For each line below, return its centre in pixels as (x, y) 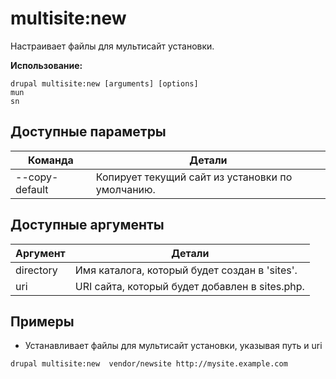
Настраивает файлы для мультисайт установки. (112, 46)
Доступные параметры (88, 132)
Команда (51, 160)
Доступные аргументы (87, 225)
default (32, 189)
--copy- (37, 177)
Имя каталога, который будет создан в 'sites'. (186, 270)
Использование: (46, 65)
